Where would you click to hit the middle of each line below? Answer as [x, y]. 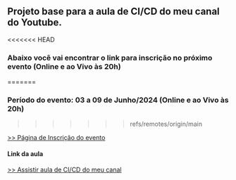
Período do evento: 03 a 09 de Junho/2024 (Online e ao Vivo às [118, 100]
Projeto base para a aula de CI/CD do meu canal [113, 12]
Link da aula [25, 154]
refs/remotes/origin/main [166, 124]
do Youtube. [35, 23]
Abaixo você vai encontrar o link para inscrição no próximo [110, 58]
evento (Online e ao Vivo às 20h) [64, 66]
